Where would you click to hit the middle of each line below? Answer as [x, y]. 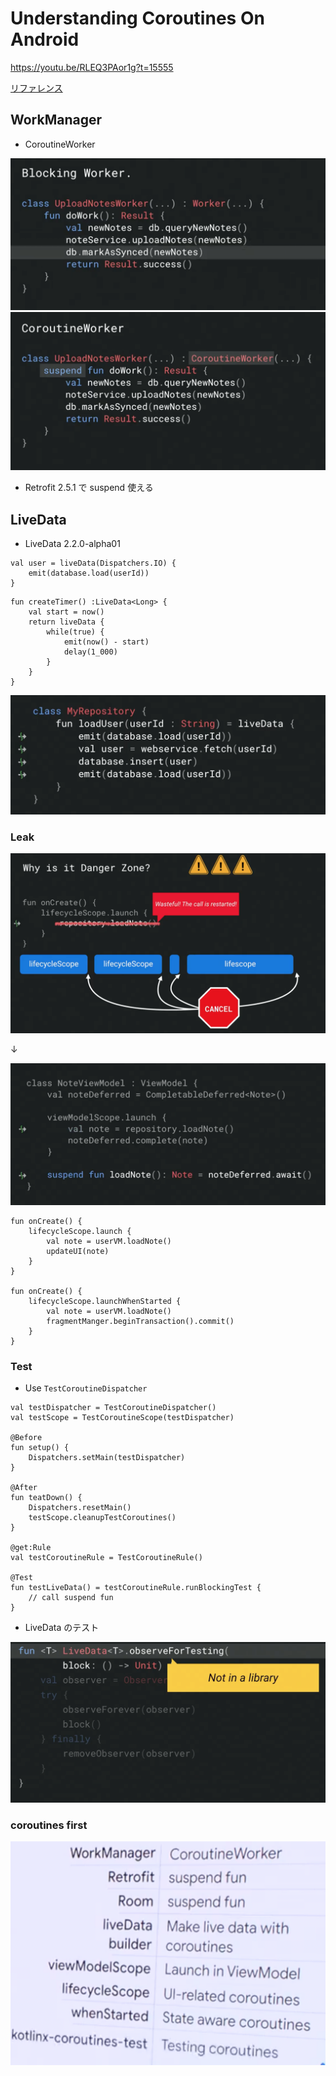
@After [24, 1488]
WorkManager [56, 120]
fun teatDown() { [46, 1498]
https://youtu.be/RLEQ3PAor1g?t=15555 [92, 67]
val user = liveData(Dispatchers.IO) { [93, 563]
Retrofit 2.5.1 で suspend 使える [89, 488]
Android [45, 39]
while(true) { [75, 632]
